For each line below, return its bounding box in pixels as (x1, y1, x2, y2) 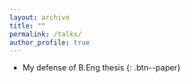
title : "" (9, 21, 47, 30)
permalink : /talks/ (9, 29, 82, 38)
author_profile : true (9, 37, 91, 47)
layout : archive (9, 12, 70, 22)
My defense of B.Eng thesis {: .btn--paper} (22, 62, 181, 73)
